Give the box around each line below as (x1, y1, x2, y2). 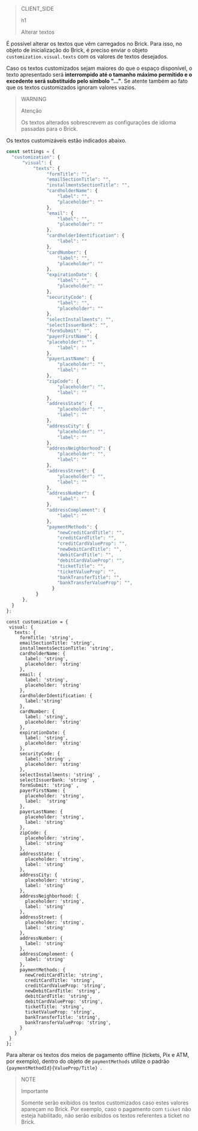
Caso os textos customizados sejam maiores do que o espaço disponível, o (6, 64, 193, 72)
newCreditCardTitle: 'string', (25, 972, 103, 978)
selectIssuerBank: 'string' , (19, 777, 95, 783)
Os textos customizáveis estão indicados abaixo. (6, 137, 127, 144)
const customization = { (6, 619, 68, 625)
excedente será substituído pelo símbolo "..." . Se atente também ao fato (6, 78, 188, 84)
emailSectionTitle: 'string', (19, 640, 95, 646)
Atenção (20, 107, 42, 114)
